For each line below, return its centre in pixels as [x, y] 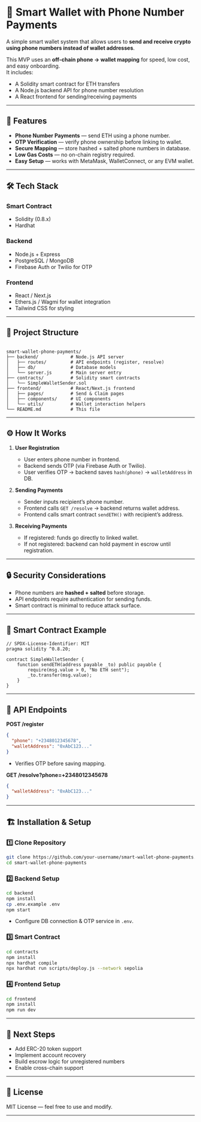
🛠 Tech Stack [32, 186]
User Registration [37, 447]
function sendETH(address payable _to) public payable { [89, 665]
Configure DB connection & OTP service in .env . [74, 921]
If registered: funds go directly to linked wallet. [81, 537]
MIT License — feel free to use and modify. [59, 1106]
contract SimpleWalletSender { [45, 660]
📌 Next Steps [31, 1034]
